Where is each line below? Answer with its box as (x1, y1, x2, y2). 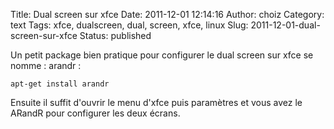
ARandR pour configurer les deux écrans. (10, 107, 181, 119)
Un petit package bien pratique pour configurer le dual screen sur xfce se (10, 49, 314, 61)
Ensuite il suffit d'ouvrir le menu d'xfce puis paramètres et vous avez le (10, 97, 303, 108)
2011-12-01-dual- (250, 19, 321, 31)
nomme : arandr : (10, 60, 82, 71)
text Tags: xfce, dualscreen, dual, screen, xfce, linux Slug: (10, 19, 249, 31)
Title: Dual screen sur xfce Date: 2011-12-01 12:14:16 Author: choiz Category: (10, 9, 325, 20)
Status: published (79, 30, 152, 41)
